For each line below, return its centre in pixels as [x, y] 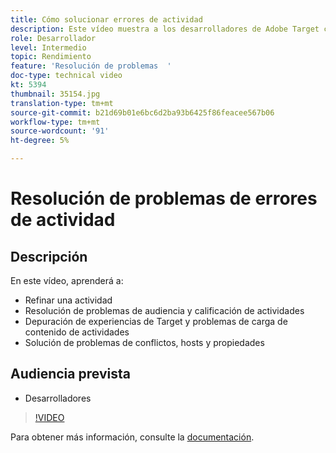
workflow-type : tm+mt [55, 122]
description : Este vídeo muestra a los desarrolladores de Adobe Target [165, 29]
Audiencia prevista [70, 374]
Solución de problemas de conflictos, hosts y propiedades [144, 342]
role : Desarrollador [53, 38]
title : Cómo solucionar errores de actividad [106, 19]
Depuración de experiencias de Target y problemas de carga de [156, 321]
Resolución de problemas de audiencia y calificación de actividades [164, 310]
